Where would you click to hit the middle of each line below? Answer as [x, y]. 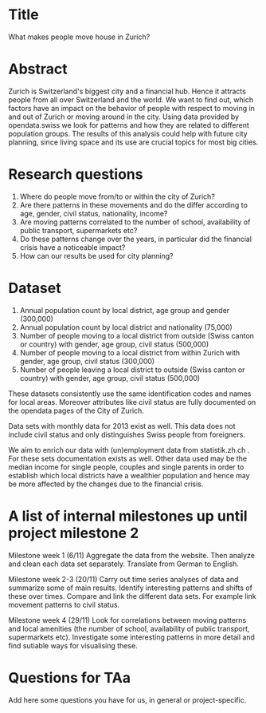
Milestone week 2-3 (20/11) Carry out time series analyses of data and [123, 579]
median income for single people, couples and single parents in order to [126, 467]
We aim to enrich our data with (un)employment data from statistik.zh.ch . [129, 450]
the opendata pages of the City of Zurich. [76, 410]
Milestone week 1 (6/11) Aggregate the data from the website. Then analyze [131, 555]
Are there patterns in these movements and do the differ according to [134, 204]
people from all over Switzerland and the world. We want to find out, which [131, 99]
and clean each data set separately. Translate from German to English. [123, 564]
